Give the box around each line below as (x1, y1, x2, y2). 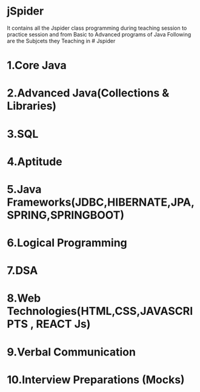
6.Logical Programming (7, 236, 128, 250)
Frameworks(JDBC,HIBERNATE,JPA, (7, 195, 195, 209)
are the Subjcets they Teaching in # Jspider (7, 37, 116, 44)
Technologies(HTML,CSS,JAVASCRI (7, 305, 193, 318)
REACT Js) (36, 317, 91, 331)
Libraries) (7, 99, 57, 113)
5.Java (7, 182, 42, 196)
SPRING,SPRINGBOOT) (7, 208, 125, 222)
